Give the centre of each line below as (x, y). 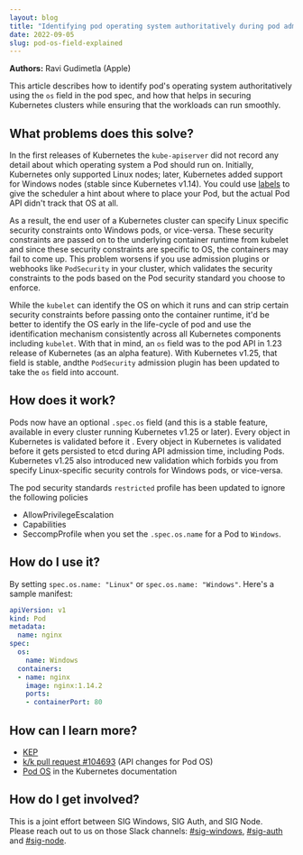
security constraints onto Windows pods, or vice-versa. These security (141, 230)
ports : (38, 694)
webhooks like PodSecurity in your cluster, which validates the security (141, 269)
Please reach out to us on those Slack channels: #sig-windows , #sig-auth (146, 831)
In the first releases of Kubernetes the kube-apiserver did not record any (144, 155)
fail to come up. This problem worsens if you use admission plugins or (140, 259)
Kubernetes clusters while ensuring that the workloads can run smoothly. (145, 106)
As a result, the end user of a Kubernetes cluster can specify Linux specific (149, 221)
